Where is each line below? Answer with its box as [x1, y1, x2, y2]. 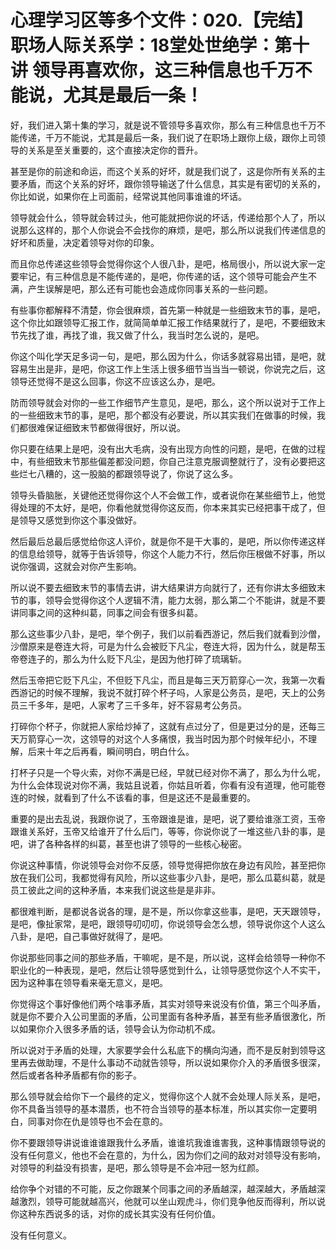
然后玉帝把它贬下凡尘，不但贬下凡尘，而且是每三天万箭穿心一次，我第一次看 [10, 674, 326, 686]
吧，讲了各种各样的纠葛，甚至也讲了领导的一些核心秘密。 [10, 837, 247, 850]
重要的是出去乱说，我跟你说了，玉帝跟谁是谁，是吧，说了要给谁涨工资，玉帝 [10, 812, 326, 825]
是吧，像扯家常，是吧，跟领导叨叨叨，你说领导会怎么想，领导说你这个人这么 [10, 917, 326, 930]
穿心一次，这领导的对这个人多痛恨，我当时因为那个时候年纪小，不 [36, 732, 308, 745]
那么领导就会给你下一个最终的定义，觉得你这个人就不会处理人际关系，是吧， [10, 1090, 326, 1102]
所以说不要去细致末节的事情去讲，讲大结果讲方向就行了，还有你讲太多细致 [10, 581, 317, 593]
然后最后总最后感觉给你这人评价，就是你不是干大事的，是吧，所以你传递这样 [10, 535, 326, 547]
